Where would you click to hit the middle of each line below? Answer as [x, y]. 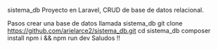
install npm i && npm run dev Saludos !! [64, 38]
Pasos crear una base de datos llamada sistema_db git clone [95, 23]
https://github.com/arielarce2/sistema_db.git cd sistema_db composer [109, 31]
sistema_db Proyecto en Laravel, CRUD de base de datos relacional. [105, 10]
